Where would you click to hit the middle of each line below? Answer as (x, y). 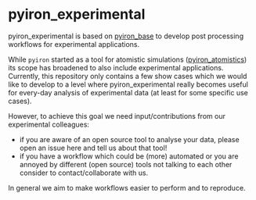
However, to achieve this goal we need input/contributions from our (117, 116)
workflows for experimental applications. (74, 44)
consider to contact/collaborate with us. (84, 173)
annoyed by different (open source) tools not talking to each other (126, 164)
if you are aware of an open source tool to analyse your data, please (130, 139)
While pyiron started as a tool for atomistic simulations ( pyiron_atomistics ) (128, 59)
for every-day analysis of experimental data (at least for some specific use (128, 92)
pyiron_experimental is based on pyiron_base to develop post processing (126, 36)
